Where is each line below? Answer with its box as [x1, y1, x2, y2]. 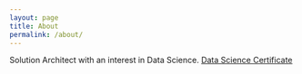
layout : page [9, 13, 59, 23]
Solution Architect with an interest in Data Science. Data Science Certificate [9, 55, 293, 66]
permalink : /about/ [9, 30, 84, 39]
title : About [9, 22, 59, 31]
